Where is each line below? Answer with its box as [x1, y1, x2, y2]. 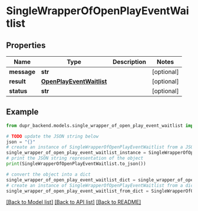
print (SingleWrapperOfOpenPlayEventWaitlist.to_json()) [6, 161, 146, 167]
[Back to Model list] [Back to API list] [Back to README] [6, 199, 141, 206]
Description [113, 58, 146, 66]
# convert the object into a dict [6, 171, 91, 177]
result [9, 77, 27, 85]
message [9, 68, 35, 76]
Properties [6, 40, 46, 50]
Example [6, 107, 39, 117]
